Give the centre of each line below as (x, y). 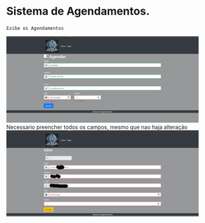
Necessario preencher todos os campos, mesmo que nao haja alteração (97, 127)
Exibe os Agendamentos (35, 28)
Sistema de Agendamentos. (78, 11)
